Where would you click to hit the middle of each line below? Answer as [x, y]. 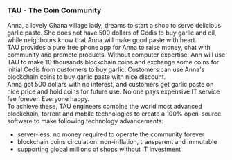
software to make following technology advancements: [86, 121]
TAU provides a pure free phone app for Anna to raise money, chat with [109, 48]
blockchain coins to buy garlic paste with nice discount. [87, 77]
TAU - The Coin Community [54, 10]
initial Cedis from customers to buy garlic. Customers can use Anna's [106, 70]
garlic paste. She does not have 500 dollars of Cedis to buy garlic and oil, [112, 33]
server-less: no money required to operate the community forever [111, 134]
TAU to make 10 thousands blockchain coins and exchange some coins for [113, 62]
